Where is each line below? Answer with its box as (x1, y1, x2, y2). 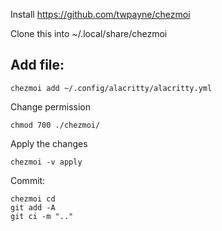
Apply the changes (10, 137, 88, 149)
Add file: (10, 57, 65, 74)
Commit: (10, 174, 46, 186)
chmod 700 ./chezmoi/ (10, 120, 101, 130)
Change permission (10, 100, 92, 113)
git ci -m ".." (10, 211, 74, 221)
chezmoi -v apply (10, 157, 83, 167)
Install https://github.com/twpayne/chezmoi (10, 9, 191, 20)
